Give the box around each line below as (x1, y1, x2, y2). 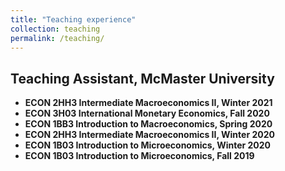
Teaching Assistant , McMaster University (10, 70, 275, 87)
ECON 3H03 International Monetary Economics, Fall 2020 (24, 107, 270, 120)
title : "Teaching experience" (10, 14, 137, 25)
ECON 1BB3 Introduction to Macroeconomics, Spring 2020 (24, 118, 273, 130)
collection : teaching (10, 24, 101, 34)
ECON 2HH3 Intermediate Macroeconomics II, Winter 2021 (24, 97, 273, 109)
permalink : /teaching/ (10, 33, 105, 43)
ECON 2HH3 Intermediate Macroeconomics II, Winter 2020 (24, 129, 275, 141)
